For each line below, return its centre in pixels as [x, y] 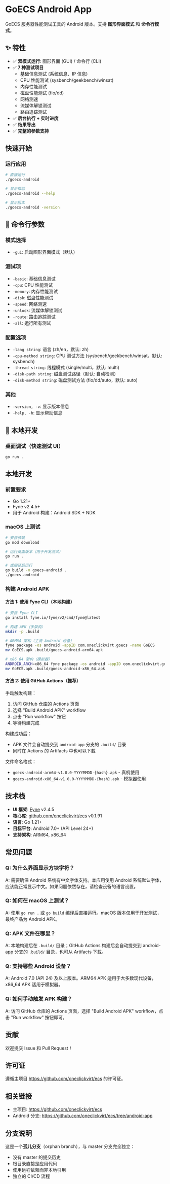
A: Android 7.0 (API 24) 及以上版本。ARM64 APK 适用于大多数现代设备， [81, 978]
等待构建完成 [26, 723]
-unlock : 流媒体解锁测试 [37, 310]
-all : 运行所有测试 [32, 323]
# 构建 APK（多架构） [25, 627]
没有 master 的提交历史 [37, 1157]
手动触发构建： [21, 693]
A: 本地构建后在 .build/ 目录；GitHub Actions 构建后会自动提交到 [73, 946]
